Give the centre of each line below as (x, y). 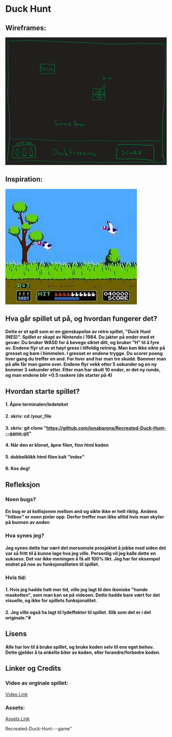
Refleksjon (23, 484)
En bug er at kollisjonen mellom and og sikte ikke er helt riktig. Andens (81, 511)
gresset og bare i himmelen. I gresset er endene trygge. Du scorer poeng (84, 353)
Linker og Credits (33, 669)
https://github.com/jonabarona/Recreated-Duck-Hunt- (106, 428)
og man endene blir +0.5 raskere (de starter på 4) (59, 375)
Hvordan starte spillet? (43, 391)
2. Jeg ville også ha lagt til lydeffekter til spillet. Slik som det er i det (78, 612)
